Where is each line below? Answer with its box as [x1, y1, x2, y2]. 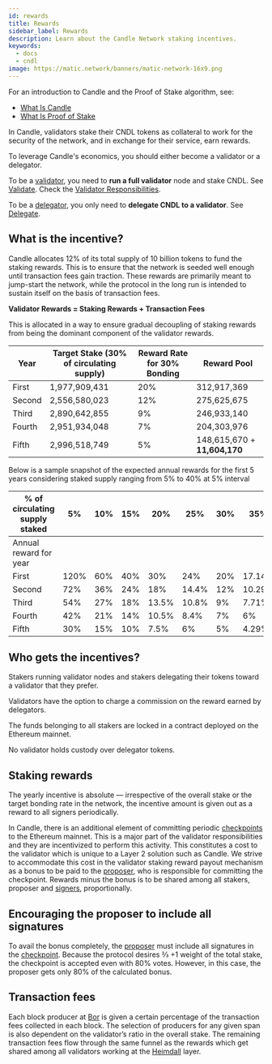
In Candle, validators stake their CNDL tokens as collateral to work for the [8, 127, 253, 136]
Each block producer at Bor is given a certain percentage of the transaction [8, 1011, 260, 1022]
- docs [15, 49, 38, 58]
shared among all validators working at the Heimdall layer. [8, 1046, 202, 1056]
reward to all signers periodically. [8, 808, 119, 817]
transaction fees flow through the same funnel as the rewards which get [8, 1037, 249, 1047]
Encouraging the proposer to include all [8, 907, 212, 920]
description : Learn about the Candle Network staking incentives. [8, 34, 237, 43]
